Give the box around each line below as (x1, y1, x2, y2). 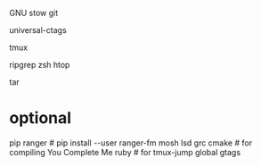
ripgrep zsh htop (9, 60, 70, 70)
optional (9, 108, 72, 129)
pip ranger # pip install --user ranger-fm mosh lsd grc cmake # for (9, 137, 252, 148)
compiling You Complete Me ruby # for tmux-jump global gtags (9, 146, 241, 157)
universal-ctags (9, 25, 67, 35)
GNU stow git (9, 8, 59, 18)
